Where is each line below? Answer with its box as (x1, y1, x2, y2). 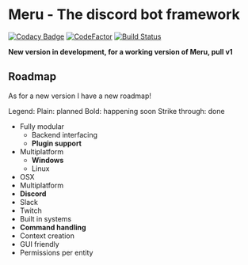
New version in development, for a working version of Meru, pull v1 (8, 47, 233, 56)
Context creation (19, 231, 75, 240)
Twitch (19, 206, 42, 215)
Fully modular (19, 121, 65, 131)
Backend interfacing (31, 130, 97, 139)
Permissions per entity (19, 248, 93, 257)
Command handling (19, 222, 86, 232)
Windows (31, 155, 64, 165)
